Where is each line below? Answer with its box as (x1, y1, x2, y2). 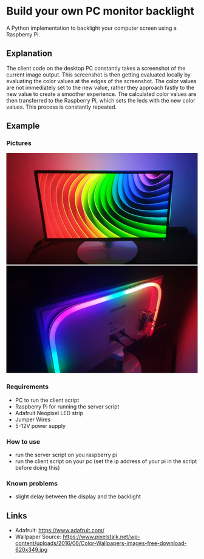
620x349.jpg (15, 546, 48, 554)
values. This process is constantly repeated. (6, 103, 117, 110)
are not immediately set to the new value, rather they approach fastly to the (6, 84, 195, 91)
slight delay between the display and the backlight (15, 493, 141, 500)
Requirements (6, 382, 49, 391)
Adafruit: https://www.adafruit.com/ (15, 527, 105, 534)
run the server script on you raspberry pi (15, 451, 117, 458)
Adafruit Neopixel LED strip (15, 409, 84, 416)
